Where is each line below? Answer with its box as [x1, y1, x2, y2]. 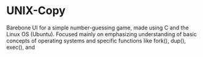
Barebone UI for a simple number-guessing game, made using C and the [6, 24, 189, 31]
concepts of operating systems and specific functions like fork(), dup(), [6, 37, 186, 44]
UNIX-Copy [6, 4, 66, 18]
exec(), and [6, 44, 35, 51]
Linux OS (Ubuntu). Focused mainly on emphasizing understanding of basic [6, 30, 197, 37]
